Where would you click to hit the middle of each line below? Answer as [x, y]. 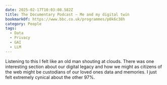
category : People [23, 24]
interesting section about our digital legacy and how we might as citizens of [84, 66]
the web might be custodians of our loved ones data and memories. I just [81, 72]
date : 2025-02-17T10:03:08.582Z [39, 10]
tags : [11, 28]
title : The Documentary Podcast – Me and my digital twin [67, 14]
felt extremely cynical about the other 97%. [50, 77]
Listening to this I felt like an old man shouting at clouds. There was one [80, 61]
